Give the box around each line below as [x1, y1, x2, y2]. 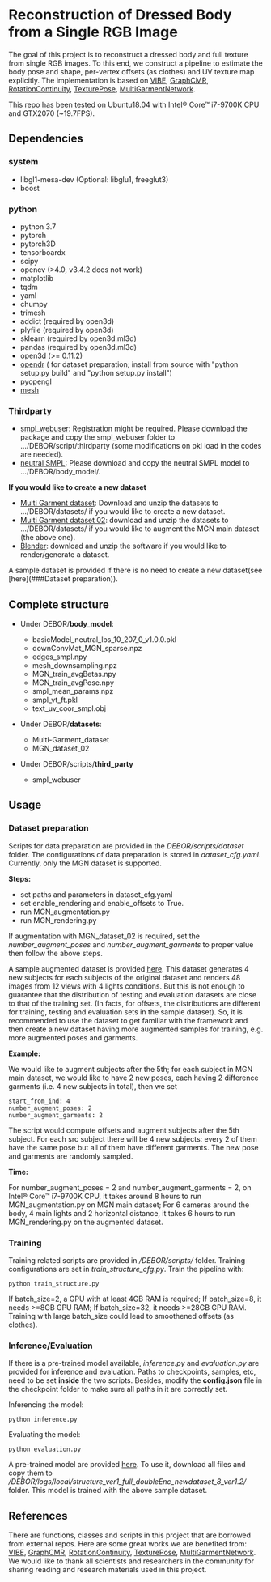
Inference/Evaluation [8, 1340, 93, 1351]
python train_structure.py [8, 1280, 100, 1288]
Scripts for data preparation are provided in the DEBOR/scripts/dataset [8, 840, 244, 851]
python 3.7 [19, 221, 57, 232]
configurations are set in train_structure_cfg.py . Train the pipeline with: [8, 1265, 244, 1274]
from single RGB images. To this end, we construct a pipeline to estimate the [8, 58, 263, 68]
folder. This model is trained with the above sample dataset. [8, 1486, 208, 1495]
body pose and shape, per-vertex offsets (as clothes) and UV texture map [8, 66, 255, 76]
